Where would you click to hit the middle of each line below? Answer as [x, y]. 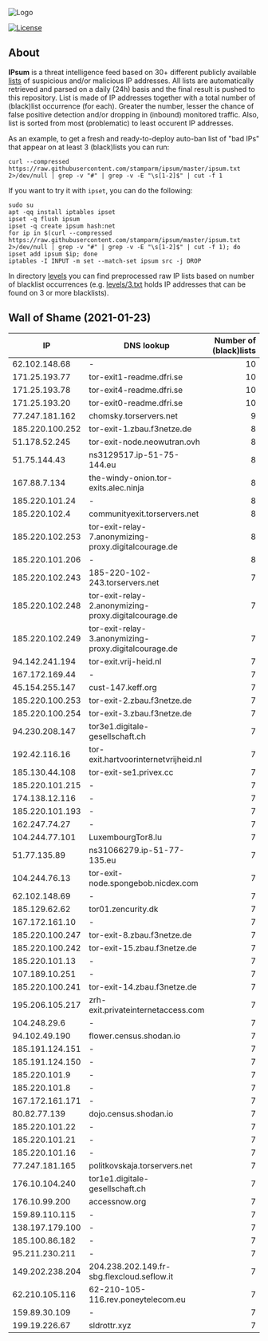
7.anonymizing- [119, 537]
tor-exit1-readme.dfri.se [136, 377]
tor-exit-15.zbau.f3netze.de [143, 948]
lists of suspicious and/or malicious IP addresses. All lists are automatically [131, 81]
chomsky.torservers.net [133, 415]
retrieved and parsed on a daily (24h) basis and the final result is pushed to [132, 89]
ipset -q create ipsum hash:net [62, 226]
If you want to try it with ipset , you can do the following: [100, 190]
